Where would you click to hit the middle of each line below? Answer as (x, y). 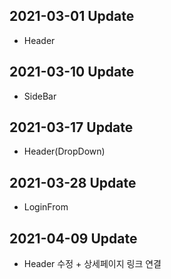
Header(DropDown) (64, 151)
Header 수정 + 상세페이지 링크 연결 (92, 264)
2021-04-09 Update (73, 238)
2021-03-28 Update (73, 182)
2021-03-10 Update (72, 72)
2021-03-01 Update (72, 16)
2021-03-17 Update (71, 127)
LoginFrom (46, 207)
